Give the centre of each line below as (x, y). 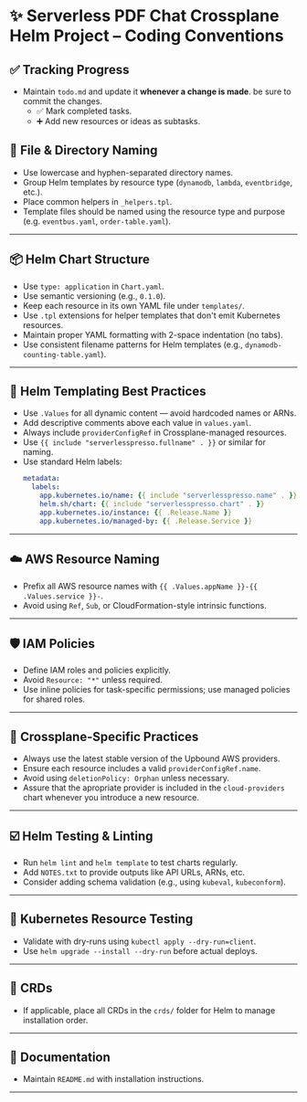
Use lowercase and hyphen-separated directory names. (128, 172)
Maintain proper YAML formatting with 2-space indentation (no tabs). (153, 334)
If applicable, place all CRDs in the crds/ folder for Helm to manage (149, 1010)
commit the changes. (63, 101)
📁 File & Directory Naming (84, 150)
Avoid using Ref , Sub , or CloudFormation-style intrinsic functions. (144, 605)
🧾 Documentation (60, 1057)
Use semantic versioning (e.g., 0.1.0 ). (94, 296)
